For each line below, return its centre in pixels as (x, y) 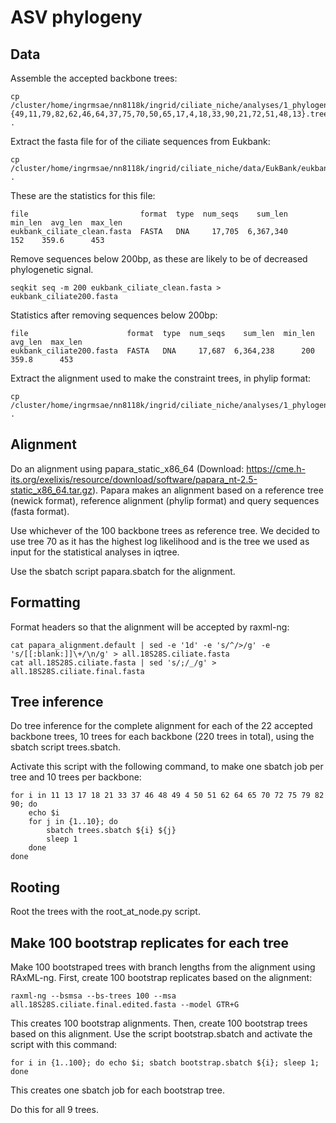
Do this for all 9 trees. (54, 1110)
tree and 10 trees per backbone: (76, 777)
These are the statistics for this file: (83, 195)
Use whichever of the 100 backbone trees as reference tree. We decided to (165, 530)
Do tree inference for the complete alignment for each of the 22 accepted (161, 726)
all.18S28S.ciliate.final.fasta (77, 671)
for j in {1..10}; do (73, 822)
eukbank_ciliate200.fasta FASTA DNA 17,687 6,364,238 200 (162, 351)
